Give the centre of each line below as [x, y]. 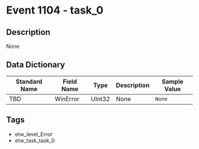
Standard [29, 82]
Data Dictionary [36, 65]
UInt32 [101, 99]
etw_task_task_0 [35, 140]
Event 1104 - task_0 [55, 10]
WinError [67, 99]
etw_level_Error [33, 134]
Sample [173, 82]
